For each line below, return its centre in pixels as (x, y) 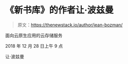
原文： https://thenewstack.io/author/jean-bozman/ (70, 25)
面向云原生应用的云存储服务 (34, 35)
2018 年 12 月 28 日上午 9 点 (34, 46)
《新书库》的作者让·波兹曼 (59, 10)
